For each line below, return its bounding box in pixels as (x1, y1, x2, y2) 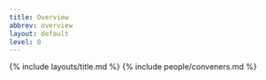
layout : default (9, 29, 69, 38)
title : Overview (9, 12, 69, 22)
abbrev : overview (9, 21, 73, 30)
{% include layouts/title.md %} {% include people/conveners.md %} (9, 62, 258, 72)
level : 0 (9, 37, 42, 47)
